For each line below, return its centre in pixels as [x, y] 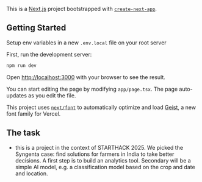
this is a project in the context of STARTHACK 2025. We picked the [99, 147]
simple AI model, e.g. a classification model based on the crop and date [105, 167]
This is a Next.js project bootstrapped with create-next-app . [82, 9]
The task [23, 133]
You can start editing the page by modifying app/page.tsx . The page [92, 89]
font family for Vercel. [34, 114]
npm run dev [21, 65]
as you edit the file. [52, 95]
